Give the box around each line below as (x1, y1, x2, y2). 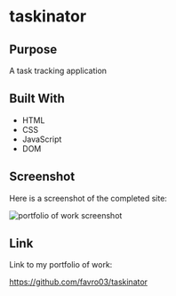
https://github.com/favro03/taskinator (9, 276, 148, 287)
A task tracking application (9, 65, 108, 76)
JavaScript (21, 134, 62, 144)
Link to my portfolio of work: (9, 259, 113, 270)
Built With (9, 91, 65, 106)
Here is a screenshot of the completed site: (9, 193, 167, 203)
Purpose (9, 42, 58, 57)
